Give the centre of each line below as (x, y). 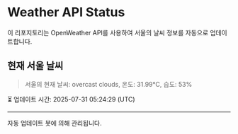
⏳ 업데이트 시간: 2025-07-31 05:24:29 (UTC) (72, 99)
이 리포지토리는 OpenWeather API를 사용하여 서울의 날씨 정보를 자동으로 (108, 32)
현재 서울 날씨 (35, 66)
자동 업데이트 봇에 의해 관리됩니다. (55, 123)
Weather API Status (66, 12)
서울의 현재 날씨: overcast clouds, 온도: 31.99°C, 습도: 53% (108, 84)
